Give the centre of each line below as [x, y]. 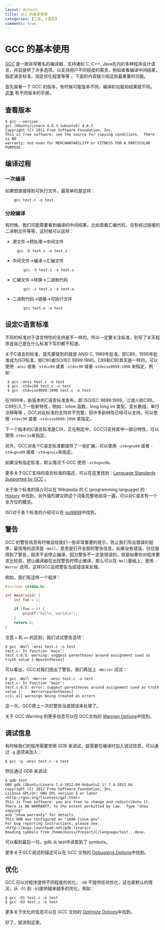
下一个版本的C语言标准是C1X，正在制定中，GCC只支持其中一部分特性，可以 [82, 429]
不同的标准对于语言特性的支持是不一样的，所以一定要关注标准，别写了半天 [80, 337]
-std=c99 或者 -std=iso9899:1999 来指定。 [52, 418]
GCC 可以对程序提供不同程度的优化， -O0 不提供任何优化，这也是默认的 [77, 882]
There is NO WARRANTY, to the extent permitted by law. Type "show [77, 806]
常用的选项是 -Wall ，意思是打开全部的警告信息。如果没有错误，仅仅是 [89, 548]
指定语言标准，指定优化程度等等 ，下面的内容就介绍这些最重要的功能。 [77, 76]
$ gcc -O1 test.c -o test [31, 898]
